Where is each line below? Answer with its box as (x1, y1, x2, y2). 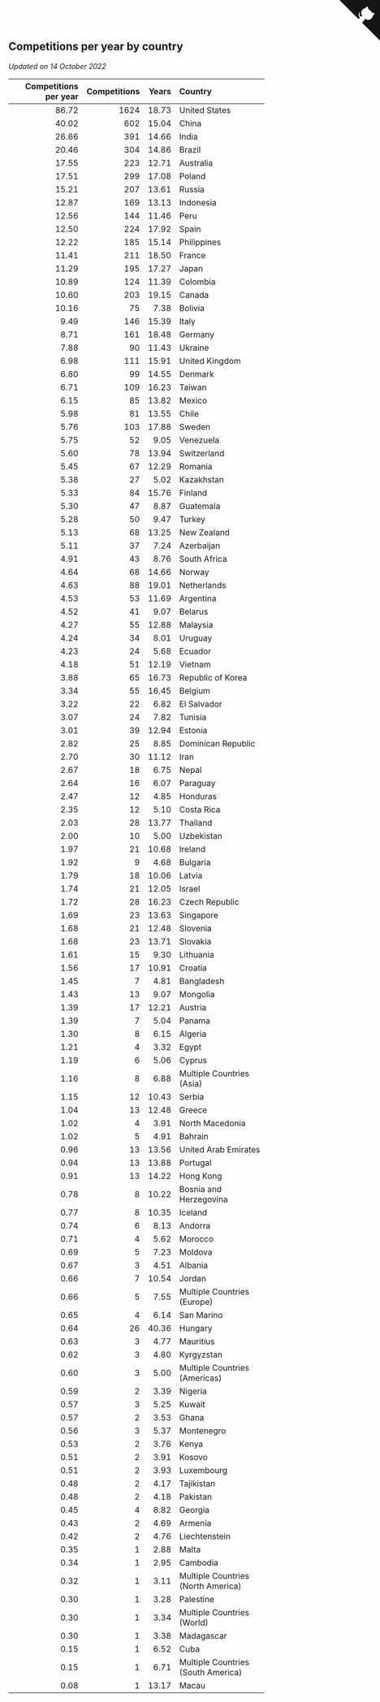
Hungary (179, 1322, 213, 1333)
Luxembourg (179, 1464, 228, 1475)
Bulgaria (179, 857, 211, 868)
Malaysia (179, 619, 214, 630)
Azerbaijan (179, 540, 221, 551)
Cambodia (179, 1557, 219, 1568)
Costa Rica (179, 804, 221, 815)
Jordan (179, 1272, 207, 1284)
